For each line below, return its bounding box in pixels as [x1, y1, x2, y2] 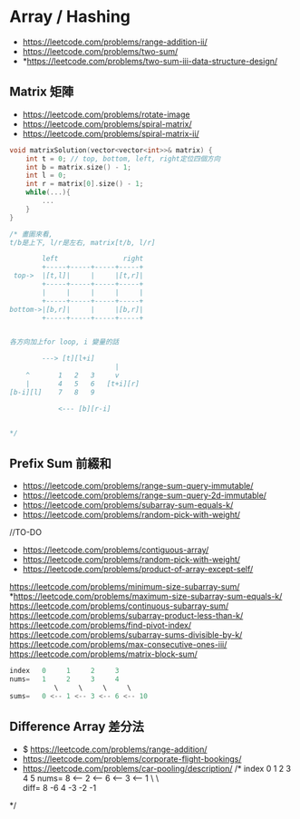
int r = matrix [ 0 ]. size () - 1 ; [25, 180, 144, 189]
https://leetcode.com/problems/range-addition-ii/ [22, 36, 208, 47]
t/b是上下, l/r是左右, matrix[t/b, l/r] [9, 238, 156, 247]
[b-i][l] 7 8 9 [9, 387, 95, 396]
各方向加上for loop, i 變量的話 [9, 337, 120, 346]
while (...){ [25, 188, 71, 197]
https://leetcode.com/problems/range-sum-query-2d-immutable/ [22, 490, 267, 501]
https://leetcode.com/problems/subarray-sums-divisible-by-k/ [9, 629, 243, 640]
